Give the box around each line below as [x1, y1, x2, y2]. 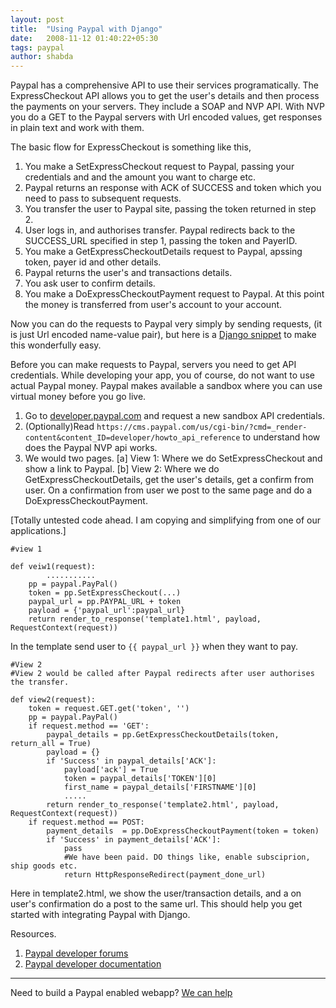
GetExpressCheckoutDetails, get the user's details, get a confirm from [24, 474, 314, 486]
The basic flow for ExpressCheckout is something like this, [10, 141, 252, 153]
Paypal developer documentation [24, 958, 162, 970]
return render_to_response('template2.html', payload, [46, 800, 280, 810]
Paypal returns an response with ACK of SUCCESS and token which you [24, 182, 322, 194]
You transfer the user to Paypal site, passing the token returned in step [24, 203, 317, 215]
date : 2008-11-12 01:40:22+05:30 [10, 33, 159, 43]
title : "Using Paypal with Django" [10, 24, 163, 34]
